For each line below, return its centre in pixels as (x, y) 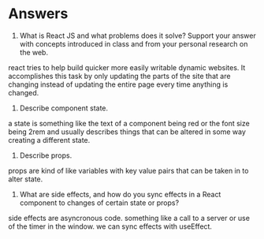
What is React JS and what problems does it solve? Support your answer (138, 35)
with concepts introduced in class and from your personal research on (134, 43)
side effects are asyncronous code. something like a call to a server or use (129, 218)
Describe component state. (64, 108)
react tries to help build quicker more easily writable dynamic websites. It (127, 67)
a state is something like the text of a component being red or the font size (129, 123)
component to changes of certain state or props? (99, 203)
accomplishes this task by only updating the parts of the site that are (119, 76)
